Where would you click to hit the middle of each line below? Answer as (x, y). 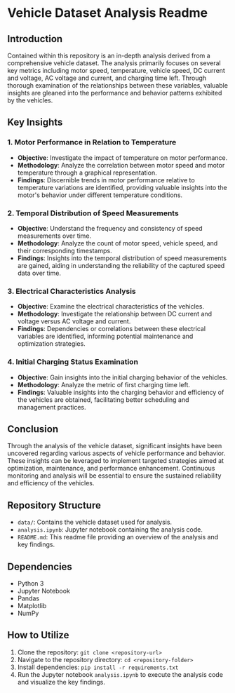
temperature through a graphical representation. (87, 173)
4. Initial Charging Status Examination (73, 362)
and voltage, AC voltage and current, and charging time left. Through (107, 78)
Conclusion (33, 429)
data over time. (39, 273)
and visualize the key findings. (61, 682)
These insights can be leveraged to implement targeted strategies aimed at (116, 461)
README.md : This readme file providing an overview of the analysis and (118, 537)
